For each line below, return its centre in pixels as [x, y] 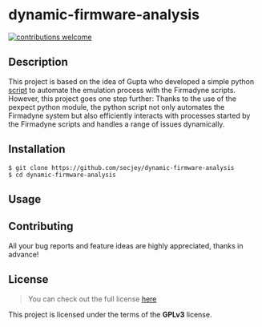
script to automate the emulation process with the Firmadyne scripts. [122, 90]
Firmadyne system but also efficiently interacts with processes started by [129, 115]
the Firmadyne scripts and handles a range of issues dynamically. [117, 124]
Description [38, 62]
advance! [24, 254]
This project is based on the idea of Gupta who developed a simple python [131, 81]
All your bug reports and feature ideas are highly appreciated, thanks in [126, 245]
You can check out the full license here [92, 299]
